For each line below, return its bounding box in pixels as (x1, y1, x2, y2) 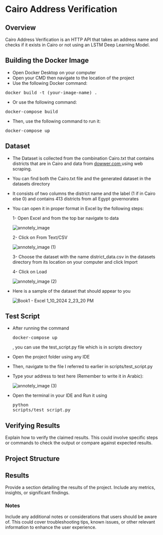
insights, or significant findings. (5, 490, 70, 496)
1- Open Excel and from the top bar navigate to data (12, 215, 119, 221)
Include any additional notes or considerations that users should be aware (5, 514, 157, 520)
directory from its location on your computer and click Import (12, 259, 138, 265)
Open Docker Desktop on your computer (12, 69, 96, 75)
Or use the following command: (12, 99, 77, 105)
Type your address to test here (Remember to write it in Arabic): (12, 373, 144, 379)
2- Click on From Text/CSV (12, 234, 68, 240)
